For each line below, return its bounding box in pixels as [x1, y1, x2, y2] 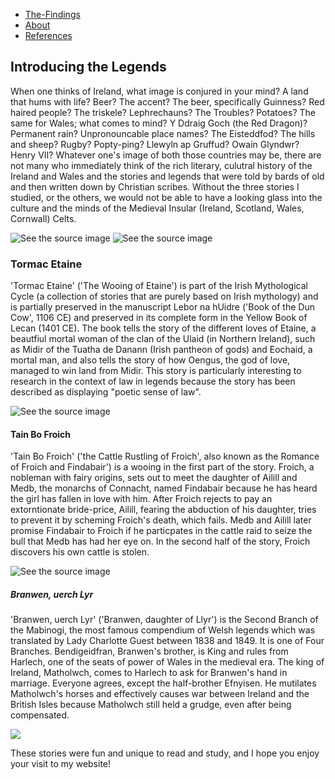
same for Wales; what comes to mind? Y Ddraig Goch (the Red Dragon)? [10, 117, 308, 129]
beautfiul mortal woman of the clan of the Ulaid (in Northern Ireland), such [10, 333, 316, 345]
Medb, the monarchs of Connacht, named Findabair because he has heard [10, 482, 318, 494]
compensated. [10, 709, 70, 721]
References [24, 30, 73, 41]
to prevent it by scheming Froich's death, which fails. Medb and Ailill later [10, 514, 312, 526]
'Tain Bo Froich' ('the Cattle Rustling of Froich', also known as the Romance [10, 450, 320, 463]
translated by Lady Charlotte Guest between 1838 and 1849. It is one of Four [10, 635, 325, 647]
